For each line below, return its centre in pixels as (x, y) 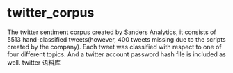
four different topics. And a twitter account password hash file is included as (116, 54)
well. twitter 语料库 (34, 62)
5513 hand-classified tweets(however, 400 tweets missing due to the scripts (116, 39)
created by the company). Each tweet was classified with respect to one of (114, 47)
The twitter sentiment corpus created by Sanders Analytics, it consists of (112, 32)
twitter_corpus (51, 13)
